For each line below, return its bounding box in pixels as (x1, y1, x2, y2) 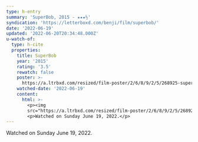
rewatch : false (16, 69, 54, 75)
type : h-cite (11, 42, 44, 48)
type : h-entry (6, 8, 41, 15)
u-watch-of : (6, 36, 35, 42)
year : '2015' (16, 58, 49, 64)
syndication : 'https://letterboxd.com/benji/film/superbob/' (6, 20, 160, 25)
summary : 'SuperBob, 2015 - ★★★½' (6, 14, 91, 20)
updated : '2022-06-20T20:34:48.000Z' (6, 31, 99, 37)
